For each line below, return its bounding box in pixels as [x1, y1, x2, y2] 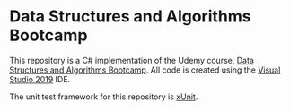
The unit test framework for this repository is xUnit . [9, 91, 198, 102]
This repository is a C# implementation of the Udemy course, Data [9, 55, 254, 65]
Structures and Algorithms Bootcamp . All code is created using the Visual [9, 64, 281, 75]
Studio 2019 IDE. [9, 73, 71, 84]
